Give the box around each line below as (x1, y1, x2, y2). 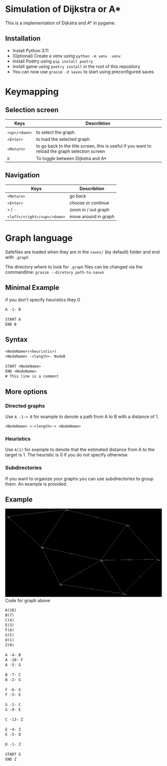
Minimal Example (5, 283, 60, 292)
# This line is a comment (5, 374, 59, 379)
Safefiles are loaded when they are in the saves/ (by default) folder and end (5, 249, 160, 255)
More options (5, 387, 48, 396)
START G (5, 752, 21, 757)
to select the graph (36, 129, 75, 135)
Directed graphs (5, 402, 45, 409)
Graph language (5, 233, 73, 244)
